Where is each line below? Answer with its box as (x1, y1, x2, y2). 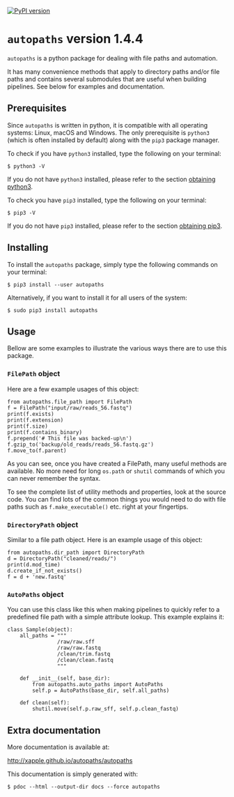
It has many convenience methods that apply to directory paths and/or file (7, 67, 220, 76)
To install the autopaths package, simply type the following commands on (7, 260, 218, 268)
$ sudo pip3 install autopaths (7, 307, 98, 314)
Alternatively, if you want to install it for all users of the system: (7, 293, 188, 302)
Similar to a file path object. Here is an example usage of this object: (7, 535, 203, 543)
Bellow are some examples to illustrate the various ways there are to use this (7, 344, 227, 353)
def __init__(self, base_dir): (19, 675, 111, 682)
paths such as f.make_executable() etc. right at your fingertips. (7, 502, 189, 511)
